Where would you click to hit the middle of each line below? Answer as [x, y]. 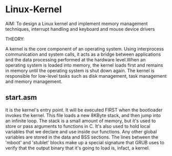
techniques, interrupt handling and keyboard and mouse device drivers [80, 29]
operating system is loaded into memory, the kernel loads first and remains [84, 65]
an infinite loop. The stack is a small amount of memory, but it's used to [81, 121]
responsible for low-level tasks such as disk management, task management [86, 76]
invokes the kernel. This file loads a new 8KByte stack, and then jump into [83, 115]
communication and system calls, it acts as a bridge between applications [83, 54]
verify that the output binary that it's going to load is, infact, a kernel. [78, 148]
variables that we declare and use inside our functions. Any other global [81, 131]
